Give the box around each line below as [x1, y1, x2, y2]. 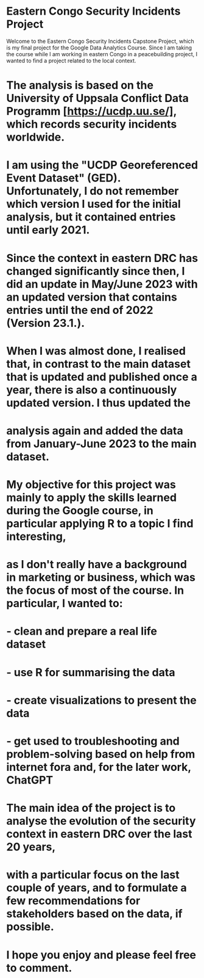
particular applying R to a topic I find [6, 517, 194, 531]
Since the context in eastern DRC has [6, 251, 199, 265]
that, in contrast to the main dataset [6, 357, 191, 371]
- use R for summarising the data [6, 665, 175, 679]
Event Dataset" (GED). [6, 171, 121, 185]
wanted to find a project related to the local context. [6, 57, 136, 64]
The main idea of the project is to [6, 801, 176, 815]
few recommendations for [6, 894, 141, 908]
